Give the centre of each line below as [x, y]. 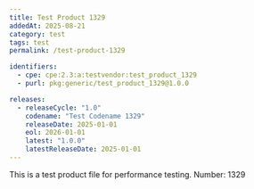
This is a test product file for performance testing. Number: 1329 [127, 174]
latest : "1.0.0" [56, 141]
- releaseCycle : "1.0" [59, 108]
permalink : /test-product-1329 [67, 51]
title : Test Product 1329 [57, 17]
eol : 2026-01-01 [56, 133]
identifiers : [33, 67]
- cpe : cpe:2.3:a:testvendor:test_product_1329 [107, 75]
